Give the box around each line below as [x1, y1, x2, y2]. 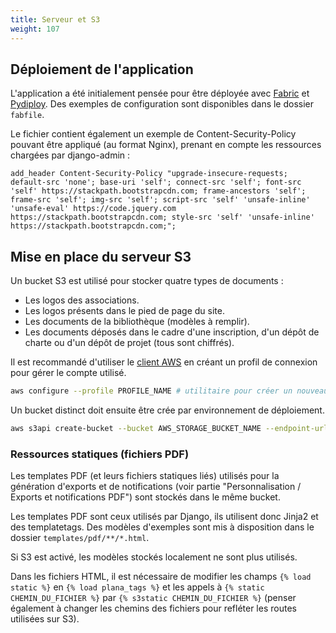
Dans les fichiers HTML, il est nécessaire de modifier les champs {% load [10, 571, 312, 583]
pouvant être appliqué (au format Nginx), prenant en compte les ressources [10, 139, 322, 151]
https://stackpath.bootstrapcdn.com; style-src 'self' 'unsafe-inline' [10, 212, 315, 223]
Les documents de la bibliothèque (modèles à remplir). [24, 316, 250, 328]
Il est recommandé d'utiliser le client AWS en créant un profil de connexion [10, 356, 318, 368]
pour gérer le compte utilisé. [10, 367, 127, 379]
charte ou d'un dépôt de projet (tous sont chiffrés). [24, 337, 235, 349]
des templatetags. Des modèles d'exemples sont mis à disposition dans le [10, 521, 315, 533]
